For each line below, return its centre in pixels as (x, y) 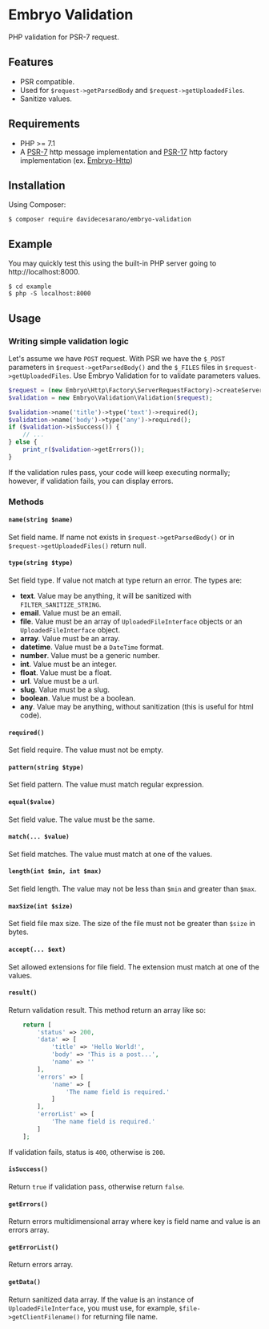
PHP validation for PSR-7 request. (64, 37)
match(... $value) (39, 837)
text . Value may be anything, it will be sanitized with (106, 596)
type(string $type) (41, 563)
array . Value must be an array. (70, 639)
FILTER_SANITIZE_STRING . (60, 604)
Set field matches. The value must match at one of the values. (110, 854)
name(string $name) (41, 520)
